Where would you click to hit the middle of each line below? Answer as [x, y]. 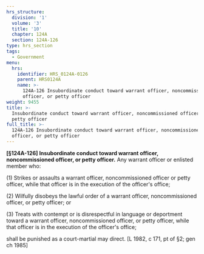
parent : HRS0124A [39, 79]
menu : [13, 62]
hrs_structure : [25, 12]
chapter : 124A [29, 35]
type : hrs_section [29, 46]
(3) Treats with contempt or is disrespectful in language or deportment [94, 214]
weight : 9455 [23, 102]
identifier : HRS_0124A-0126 [53, 74]
